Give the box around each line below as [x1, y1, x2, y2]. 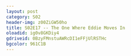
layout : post [6, 8, 38, 15]
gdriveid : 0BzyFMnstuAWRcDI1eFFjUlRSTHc [6, 36, 107, 41]
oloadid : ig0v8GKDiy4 [6, 30, 60, 36]
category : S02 [6, 14, 41, 20]
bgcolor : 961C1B [6, 41, 46, 47]
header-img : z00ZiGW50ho [6, 19, 67, 25]
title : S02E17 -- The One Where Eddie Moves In [6, 24, 126, 31]
